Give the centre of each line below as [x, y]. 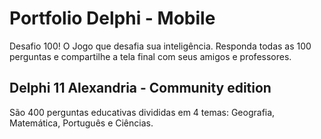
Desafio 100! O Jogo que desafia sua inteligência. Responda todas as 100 [160, 46]
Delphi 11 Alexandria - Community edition [140, 88]
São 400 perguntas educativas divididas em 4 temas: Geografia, [142, 112]
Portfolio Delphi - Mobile [112, 18]
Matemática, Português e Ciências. [81, 123]
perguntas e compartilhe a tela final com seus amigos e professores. [150, 56]
